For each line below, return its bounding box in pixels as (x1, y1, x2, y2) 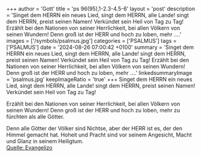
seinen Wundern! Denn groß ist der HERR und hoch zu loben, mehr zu (6, 107, 180, 114)
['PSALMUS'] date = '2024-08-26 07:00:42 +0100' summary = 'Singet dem (6, 43, 194, 51)
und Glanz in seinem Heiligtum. (6, 138, 84, 144)
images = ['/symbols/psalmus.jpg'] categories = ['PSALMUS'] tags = (6, 37, 177, 44)
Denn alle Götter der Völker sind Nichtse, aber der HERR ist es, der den (6, 125, 183, 132)
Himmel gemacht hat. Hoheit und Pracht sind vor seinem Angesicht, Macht (6, 131, 192, 138)
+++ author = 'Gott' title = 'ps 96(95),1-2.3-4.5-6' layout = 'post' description (6, 5, 195, 12)
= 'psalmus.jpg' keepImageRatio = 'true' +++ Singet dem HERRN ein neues (6, 75, 193, 83)
